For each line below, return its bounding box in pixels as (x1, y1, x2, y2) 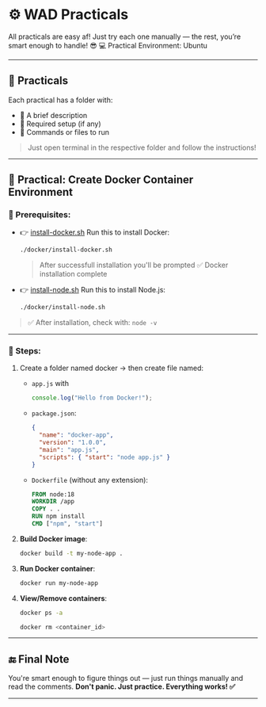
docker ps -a (19, 609, 63, 617)
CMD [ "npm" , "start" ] (31, 520, 103, 528)
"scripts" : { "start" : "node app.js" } (38, 453, 170, 461)
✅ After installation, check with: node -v (27, 318, 158, 327)
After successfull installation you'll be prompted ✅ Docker (39, 260, 229, 270)
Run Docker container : (19, 564, 96, 573)
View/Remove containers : (19, 593, 108, 603)
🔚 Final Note (8, 652, 70, 666)
